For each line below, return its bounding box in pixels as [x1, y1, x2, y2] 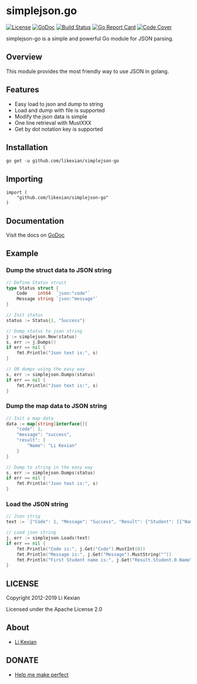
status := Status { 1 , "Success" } [6, 317, 85, 323]
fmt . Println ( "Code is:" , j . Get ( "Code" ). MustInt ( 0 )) [16, 546, 145, 552]
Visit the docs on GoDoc [6, 231, 65, 238]
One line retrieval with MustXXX [14, 119, 92, 126]
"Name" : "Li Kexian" [27, 443, 77, 449]
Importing [6, 174, 43, 184]
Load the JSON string [6, 500, 69, 509]
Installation [6, 142, 48, 152]
